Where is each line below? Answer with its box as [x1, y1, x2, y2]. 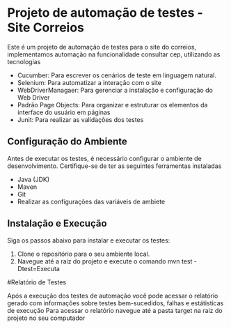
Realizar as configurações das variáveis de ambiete [17, 197, 166, 206]
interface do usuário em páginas [17, 108, 111, 116]
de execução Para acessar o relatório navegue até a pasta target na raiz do [7, 306, 223, 314]
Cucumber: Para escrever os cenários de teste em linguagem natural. [17, 71, 217, 79]
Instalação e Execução [7, 217, 107, 229]
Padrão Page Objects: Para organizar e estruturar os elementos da [17, 100, 208, 109]
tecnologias [7, 57, 41, 66]
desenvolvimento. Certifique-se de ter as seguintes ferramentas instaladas [7, 162, 222, 170]
